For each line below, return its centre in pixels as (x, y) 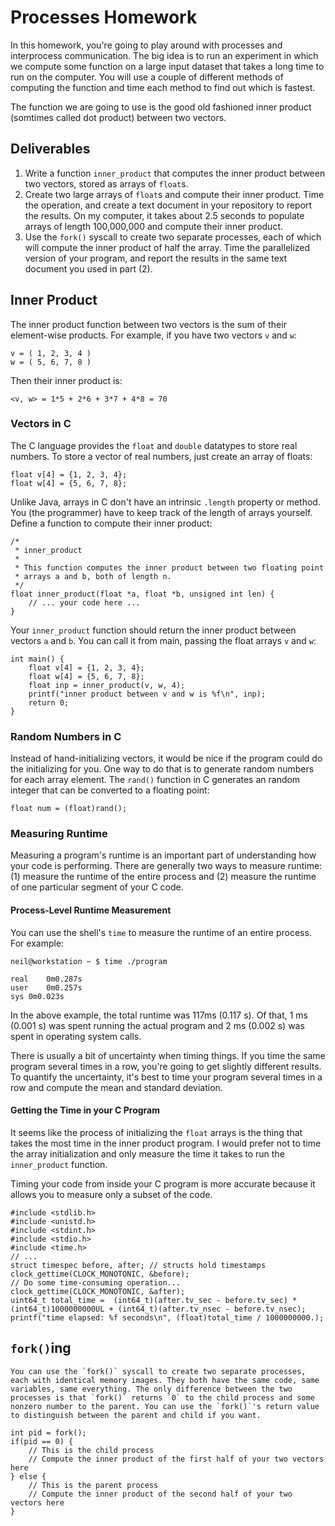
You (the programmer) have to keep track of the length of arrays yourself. (161, 512)
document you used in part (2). (88, 268)
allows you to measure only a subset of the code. (111, 1194)
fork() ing (41, 1348)
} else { (28, 1476)
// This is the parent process (93, 1485)
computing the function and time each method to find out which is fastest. (163, 87)
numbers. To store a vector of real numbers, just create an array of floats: (161, 456)
